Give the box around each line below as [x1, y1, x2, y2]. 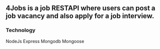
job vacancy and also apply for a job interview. [6, 12, 154, 20]
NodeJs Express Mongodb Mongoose [6, 38, 85, 44]
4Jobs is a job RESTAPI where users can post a [6, 4, 155, 12]
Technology [6, 27, 36, 34]
